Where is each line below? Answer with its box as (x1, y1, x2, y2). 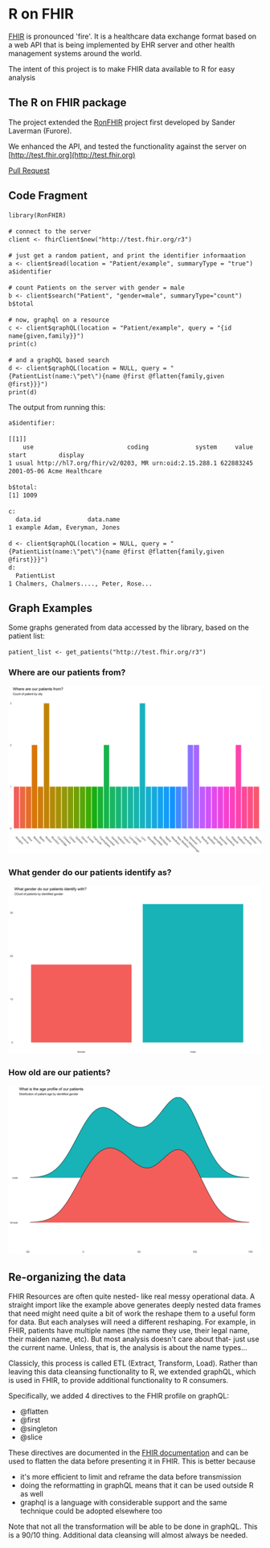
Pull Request (8, 166, 50, 175)
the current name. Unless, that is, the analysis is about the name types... (8, 1343, 247, 1353)
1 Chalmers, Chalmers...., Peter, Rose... (8, 580, 153, 588)
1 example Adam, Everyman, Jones (8, 524, 121, 532)
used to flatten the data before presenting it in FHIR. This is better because (8, 1456, 256, 1466)
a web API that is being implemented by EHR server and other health (8, 39, 235, 49)
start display (8, 451, 84, 459)
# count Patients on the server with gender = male (8, 283, 185, 292)
